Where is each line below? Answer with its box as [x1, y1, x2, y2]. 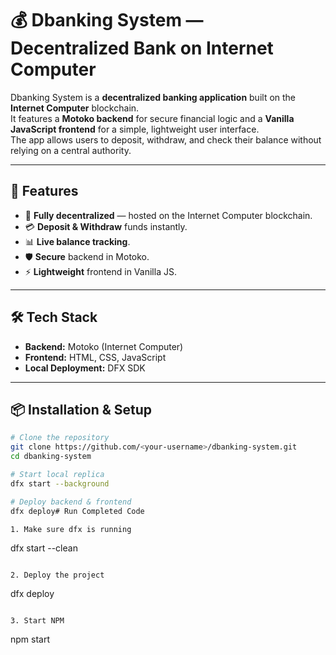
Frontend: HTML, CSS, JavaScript [24, 351, 167, 363]
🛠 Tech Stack [10, 309, 98, 326]
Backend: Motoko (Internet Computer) [24, 340, 184, 352]
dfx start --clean [10, 542, 78, 554]
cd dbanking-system [10, 452, 92, 462]
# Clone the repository [10, 433, 110, 443]
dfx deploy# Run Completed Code [10, 506, 145, 516]
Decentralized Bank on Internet [10, 37, 274, 60]
